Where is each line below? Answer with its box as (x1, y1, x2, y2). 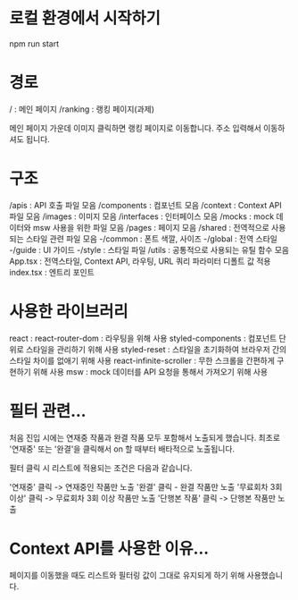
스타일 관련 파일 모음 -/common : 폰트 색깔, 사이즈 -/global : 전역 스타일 (25, 233, 278, 244)
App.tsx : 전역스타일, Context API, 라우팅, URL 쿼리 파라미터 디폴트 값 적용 (9, 256, 271, 266)
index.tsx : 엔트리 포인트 (9, 266, 95, 277)
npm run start (9, 38, 60, 49)
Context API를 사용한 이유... (9, 538, 210, 559)
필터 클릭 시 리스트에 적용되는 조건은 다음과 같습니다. (9, 462, 193, 473)
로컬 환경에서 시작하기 (9, 8, 161, 29)
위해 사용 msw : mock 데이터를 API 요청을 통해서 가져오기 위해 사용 (32, 366, 269, 376)
